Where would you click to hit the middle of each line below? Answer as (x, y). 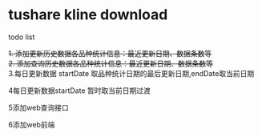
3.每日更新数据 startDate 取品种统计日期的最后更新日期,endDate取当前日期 (131, 73)
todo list (22, 37)
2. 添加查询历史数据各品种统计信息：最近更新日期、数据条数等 (111, 63)
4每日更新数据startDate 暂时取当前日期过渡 (79, 91)
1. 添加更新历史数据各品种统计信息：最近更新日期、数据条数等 (110, 53)
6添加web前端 (32, 124)
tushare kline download (88, 15)
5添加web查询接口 (39, 107)
